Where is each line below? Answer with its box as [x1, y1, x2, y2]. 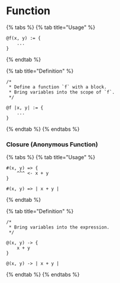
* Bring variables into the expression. [8, 224, 110, 230]
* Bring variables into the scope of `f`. [8, 89, 115, 95]
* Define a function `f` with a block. [8, 84, 108, 90]
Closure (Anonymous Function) [6, 140, 99, 149]
